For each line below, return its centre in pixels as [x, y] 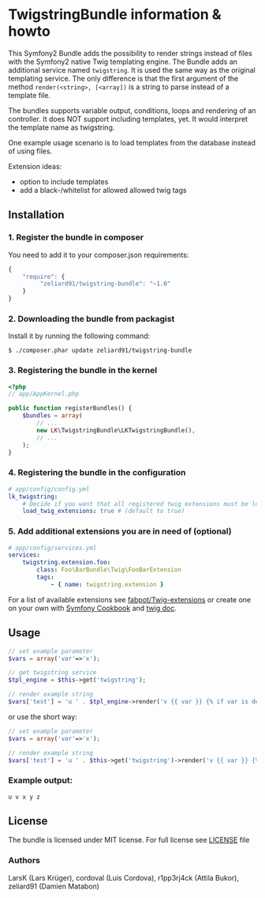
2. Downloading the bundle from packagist [91, 319]
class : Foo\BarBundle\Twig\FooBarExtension [109, 570]
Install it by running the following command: [79, 336]
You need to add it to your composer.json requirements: [99, 255]
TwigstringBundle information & [115, 15]
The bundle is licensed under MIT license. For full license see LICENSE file [129, 840]
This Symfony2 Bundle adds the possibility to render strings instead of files [130, 53]
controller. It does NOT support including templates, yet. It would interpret [128, 119]
